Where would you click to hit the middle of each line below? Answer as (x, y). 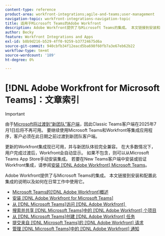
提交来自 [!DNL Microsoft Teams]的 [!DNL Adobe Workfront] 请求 (78, 223)
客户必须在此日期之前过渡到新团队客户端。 (56, 136)
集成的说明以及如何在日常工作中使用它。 (46, 182)
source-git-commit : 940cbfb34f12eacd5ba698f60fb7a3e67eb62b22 (70, 46)
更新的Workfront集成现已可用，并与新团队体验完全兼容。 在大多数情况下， (81, 147)
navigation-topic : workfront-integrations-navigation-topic (68, 19)
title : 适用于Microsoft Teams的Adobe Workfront (53, 23)
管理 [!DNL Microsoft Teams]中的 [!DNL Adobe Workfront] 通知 (76, 229)
